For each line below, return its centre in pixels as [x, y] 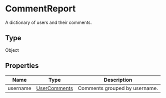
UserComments [55, 88]
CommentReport [40, 9]
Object [12, 50]
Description [118, 80]
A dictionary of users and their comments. [48, 22]
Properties [22, 66]
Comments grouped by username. [118, 88]
